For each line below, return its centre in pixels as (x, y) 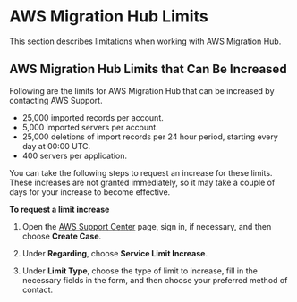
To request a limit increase (59, 209)
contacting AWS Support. (56, 100)
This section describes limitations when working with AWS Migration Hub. (145, 41)
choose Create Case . (62, 236)
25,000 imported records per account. (93, 117)
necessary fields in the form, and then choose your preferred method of (155, 280)
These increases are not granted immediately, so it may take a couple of (142, 182)
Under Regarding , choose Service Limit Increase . (115, 253)
